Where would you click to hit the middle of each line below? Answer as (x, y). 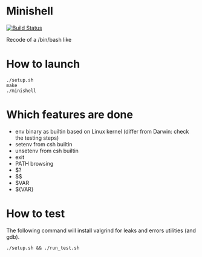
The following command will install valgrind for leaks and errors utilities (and (101, 230)
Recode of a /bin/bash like (39, 39)
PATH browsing (34, 163)
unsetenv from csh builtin (47, 151)
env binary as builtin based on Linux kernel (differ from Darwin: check (102, 131)
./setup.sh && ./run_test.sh (43, 248)
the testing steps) (37, 138)
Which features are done (70, 115)
